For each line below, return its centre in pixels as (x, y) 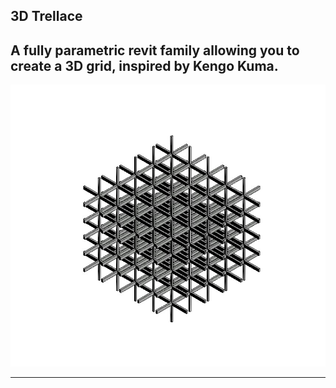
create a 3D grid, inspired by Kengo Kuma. (144, 65)
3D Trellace (46, 16)
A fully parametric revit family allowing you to (155, 50)
